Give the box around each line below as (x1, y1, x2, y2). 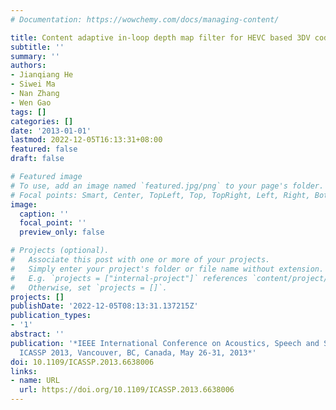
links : (10, 366, 38, 376)
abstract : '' (10, 329, 65, 339)
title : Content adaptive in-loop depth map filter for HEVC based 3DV (10, 32, 311, 43)
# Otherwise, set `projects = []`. (10, 282, 168, 293)
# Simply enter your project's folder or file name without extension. (10, 264, 325, 274)
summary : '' (10, 51, 60, 61)
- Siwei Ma (10, 79, 56, 90)
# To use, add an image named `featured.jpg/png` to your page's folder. (10, 181, 325, 191)
